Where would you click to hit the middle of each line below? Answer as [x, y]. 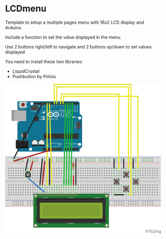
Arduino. [14, 27]
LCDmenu [26, 9]
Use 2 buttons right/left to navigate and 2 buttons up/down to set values [79, 47]
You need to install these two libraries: [44, 61]
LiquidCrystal [26, 71]
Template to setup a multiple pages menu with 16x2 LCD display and [75, 22]
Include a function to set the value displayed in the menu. [63, 37]
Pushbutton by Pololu [34, 76]
